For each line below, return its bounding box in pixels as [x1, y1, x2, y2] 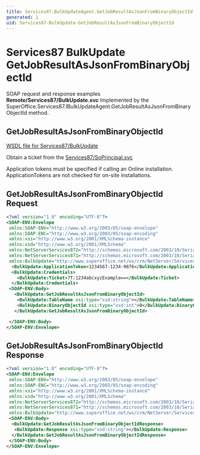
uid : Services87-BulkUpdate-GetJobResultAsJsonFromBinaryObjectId [6, 20, 174, 26]
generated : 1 [6, 14, 39, 20]
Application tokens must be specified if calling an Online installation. [6, 165, 174, 172]
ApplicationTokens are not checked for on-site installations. [6, 172, 152, 179]
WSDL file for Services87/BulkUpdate [6, 142, 98, 149]
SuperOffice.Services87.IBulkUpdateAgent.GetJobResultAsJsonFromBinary [6, 103, 191, 110]
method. [28, 109, 49, 117]
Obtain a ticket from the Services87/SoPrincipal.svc [6, 154, 133, 161]
